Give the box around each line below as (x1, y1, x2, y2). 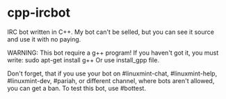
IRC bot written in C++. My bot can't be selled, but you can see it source (7, 28, 214, 36)
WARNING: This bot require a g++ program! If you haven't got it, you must (7, 48, 219, 57)
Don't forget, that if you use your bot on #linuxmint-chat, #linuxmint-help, (7, 69, 218, 78)
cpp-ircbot (7, 5, 71, 21)
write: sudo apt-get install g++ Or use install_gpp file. (7, 55, 160, 64)
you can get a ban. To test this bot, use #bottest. (7, 84, 146, 92)
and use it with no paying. (7, 35, 81, 43)
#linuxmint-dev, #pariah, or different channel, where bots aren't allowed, (7, 76, 215, 84)
